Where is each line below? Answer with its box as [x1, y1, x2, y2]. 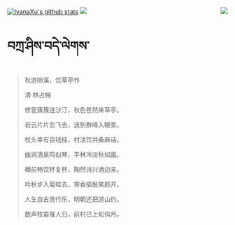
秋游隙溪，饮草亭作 [24, 76, 80, 84]
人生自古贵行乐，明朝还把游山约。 [24, 195, 123, 203]
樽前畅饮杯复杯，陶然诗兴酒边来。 [24, 165, 123, 173]
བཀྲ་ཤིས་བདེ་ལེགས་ [7, 39, 90, 54]
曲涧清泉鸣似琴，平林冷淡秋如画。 [24, 150, 123, 158]
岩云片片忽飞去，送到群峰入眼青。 [24, 120, 123, 129]
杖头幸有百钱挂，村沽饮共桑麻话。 [24, 135, 123, 144]
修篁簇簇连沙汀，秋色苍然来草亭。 [24, 105, 123, 114]
